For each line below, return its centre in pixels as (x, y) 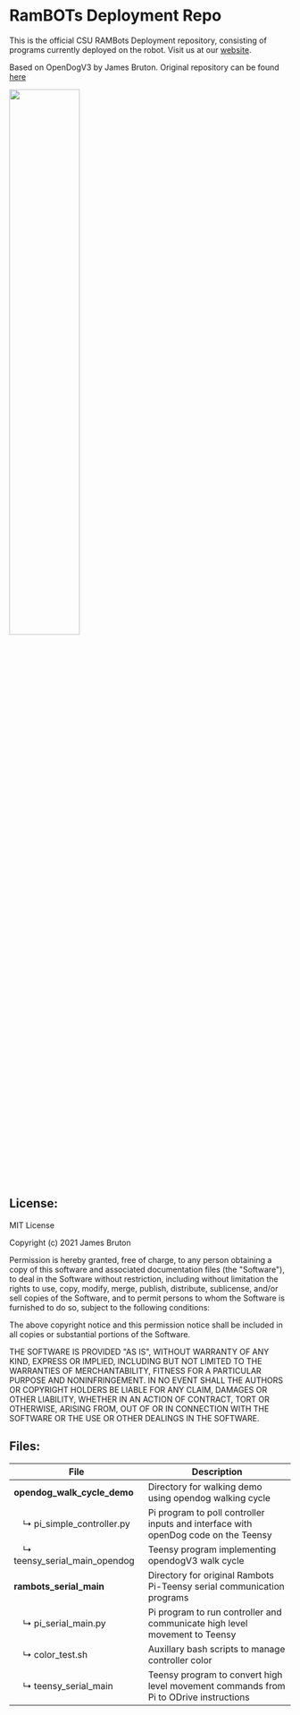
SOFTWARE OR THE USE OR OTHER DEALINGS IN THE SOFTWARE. (134, 1418)
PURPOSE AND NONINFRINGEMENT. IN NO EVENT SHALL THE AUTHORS (146, 1380)
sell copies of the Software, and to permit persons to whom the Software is (147, 1298)
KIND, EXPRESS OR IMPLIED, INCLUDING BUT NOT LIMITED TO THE (136, 1361)
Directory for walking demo (205, 1487)
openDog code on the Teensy (210, 1534)
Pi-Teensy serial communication (217, 1586)
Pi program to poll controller (206, 1512)
